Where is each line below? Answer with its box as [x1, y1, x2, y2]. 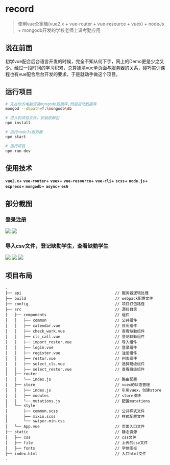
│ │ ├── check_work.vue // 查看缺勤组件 [5, 329, 145, 334]
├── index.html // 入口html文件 [5, 451, 147, 457]
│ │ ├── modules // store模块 [5, 393, 141, 398]
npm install [5, 120, 31, 126]
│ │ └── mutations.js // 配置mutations [5, 399, 151, 404]
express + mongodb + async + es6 [5, 183, 69, 189]
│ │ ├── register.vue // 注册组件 [5, 351, 137, 356]
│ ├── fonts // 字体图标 [5, 446, 137, 451]
